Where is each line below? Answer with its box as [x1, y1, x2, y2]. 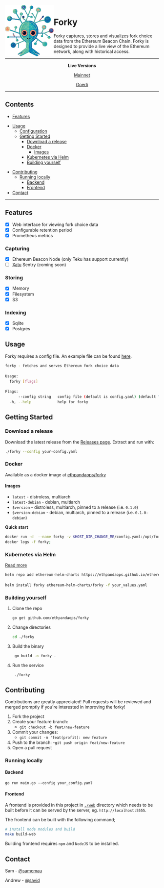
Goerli [76, 81, 88, 87]
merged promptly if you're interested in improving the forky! [5, 704, 125, 710]
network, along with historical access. [53, 49, 130, 54]
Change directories [12, 624, 51, 630]
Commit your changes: [12, 729, 58, 735]
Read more [5, 562, 27, 568]
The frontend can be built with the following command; [5, 816, 116, 822]
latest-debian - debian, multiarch [12, 499, 81, 505]
